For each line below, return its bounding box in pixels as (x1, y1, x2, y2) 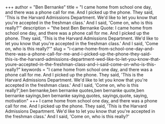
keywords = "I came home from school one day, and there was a (21, 67, 153, 73)
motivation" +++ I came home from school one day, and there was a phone (5, 98, 158, 103)
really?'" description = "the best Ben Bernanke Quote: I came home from (5, 25, 153, 31)
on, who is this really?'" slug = (5, 46, 66, 51)
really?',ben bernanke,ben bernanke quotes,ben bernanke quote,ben (5, 88, 144, 93)
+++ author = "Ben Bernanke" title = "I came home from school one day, (5, 4, 152, 10)
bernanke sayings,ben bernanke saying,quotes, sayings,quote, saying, (5, 93, 148, 99)
